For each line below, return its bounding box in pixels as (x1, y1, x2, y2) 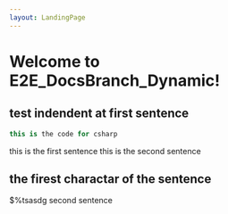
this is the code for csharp (9, 129, 118, 138)
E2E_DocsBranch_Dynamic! (9, 70, 221, 90)
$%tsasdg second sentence (9, 195, 114, 206)
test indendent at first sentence (9, 106, 190, 121)
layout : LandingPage (9, 12, 87, 22)
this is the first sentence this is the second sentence (9, 145, 201, 156)
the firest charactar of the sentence (9, 171, 212, 186)
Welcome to (9, 51, 100, 71)
